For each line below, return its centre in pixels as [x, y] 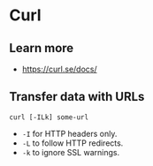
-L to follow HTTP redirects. [73, 143]
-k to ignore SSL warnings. [71, 152]
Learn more [42, 48]
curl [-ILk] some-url [49, 117]
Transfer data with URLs [77, 97]
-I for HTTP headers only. [69, 133]
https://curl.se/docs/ [59, 69]
